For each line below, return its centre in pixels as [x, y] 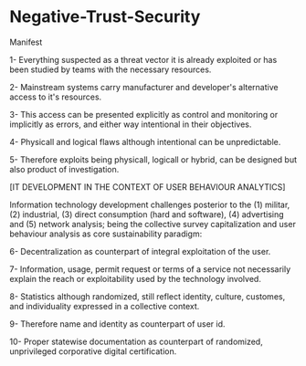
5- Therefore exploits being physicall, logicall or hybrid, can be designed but [153, 159]
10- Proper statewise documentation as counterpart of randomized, [136, 341]
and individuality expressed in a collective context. [105, 306]
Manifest [26, 42]
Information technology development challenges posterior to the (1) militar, [150, 204]
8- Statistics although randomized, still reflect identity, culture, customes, [148, 296]
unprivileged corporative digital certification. [93, 351]
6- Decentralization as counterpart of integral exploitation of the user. [140, 251]
